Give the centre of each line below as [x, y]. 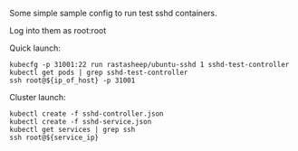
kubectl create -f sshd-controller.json [87, 114]
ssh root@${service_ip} [54, 137]
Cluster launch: [38, 97]
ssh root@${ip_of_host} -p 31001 [72, 80]
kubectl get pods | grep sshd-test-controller [99, 72]
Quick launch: [35, 48]
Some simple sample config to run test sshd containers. [113, 13]
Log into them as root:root [58, 30]
